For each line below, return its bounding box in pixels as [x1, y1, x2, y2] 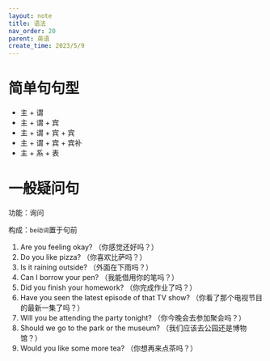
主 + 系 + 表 [19, 148, 60, 158]
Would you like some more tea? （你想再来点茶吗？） [19, 343, 198, 353]
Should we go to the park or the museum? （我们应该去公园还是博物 [19, 323, 247, 333]
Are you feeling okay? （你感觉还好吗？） [19, 242, 159, 252]
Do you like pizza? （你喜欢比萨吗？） [19, 253, 147, 261]
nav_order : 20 [8, 27, 57, 35]
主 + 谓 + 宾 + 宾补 [19, 138, 82, 148]
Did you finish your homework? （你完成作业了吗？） [19, 282, 197, 292]
